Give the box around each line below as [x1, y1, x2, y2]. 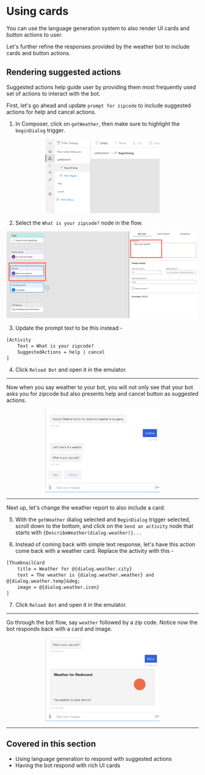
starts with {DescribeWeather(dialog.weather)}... [15, 529, 142, 536]
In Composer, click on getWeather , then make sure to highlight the [15, 120, 180, 127]
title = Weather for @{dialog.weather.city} [17, 566, 132, 573]
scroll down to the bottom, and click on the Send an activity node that [15, 522, 193, 530]
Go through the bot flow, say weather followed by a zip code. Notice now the [6, 619, 198, 626]
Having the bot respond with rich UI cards [15, 762, 121, 769]
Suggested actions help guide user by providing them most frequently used [6, 83, 196, 91]
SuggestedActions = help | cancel [17, 349, 105, 355]
